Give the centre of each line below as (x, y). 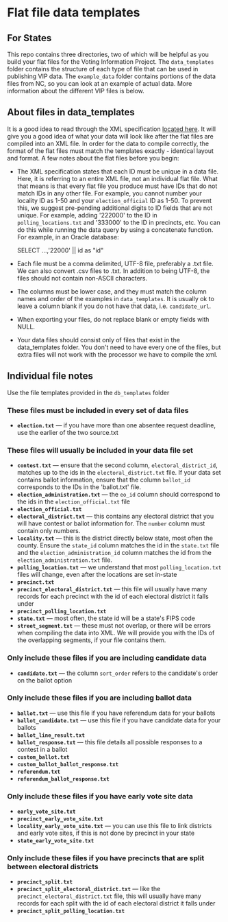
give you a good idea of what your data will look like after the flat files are (111, 136)
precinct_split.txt (45, 882)
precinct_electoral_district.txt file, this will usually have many (109, 896)
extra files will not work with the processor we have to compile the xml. (117, 354)
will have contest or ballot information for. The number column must (111, 523)
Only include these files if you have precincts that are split (106, 858)
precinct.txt (36, 582)
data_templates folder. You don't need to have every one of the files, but (119, 347)
